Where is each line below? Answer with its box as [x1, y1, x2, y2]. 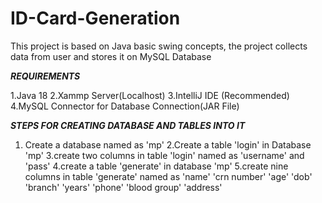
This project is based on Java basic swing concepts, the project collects [10, 40, 308, 52]
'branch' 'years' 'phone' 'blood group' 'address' [24, 181, 223, 193]
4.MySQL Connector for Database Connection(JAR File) [10, 100, 240, 112]
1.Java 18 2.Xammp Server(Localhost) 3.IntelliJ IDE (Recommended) [10, 89, 290, 101]
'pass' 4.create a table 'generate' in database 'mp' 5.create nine [24, 160, 289, 172]
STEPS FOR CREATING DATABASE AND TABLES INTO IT [10, 119, 246, 131]
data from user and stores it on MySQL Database [10, 50, 212, 62]
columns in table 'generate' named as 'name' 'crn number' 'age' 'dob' [24, 170, 313, 182]
